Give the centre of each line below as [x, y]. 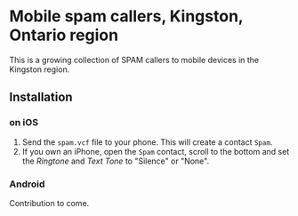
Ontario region [64, 35]
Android [27, 184]
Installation [41, 97]
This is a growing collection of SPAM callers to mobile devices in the [134, 60]
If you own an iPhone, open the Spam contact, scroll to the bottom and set [156, 151]
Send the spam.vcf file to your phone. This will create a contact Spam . [147, 142]
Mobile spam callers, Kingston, [126, 16]
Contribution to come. [49, 203]
